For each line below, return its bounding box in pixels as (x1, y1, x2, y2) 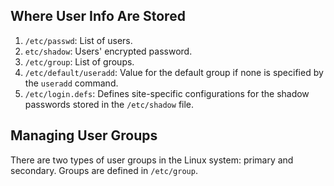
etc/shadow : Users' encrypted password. (24, 45, 193, 57)
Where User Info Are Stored (10, 8, 186, 25)
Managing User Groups (10, 127, 158, 144)
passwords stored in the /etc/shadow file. (24, 98, 195, 110)
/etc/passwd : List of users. (24, 34, 133, 46)
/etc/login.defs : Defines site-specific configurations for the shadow (24, 87, 310, 99)
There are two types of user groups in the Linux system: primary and (10, 154, 294, 166)
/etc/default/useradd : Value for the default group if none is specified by (24, 66, 324, 78)
